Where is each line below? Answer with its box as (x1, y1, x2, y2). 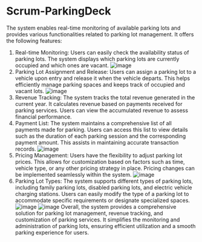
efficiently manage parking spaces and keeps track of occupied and (15, 80, 186, 88)
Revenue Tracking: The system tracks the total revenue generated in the (15, 94, 195, 101)
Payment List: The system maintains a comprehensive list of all (15, 119, 172, 126)
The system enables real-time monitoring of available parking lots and (6, 24, 181, 31)
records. (15, 145, 36, 152)
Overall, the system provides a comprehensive (60, 203, 177, 210)
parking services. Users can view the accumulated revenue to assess (15, 106, 189, 114)
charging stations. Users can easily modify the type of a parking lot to (15, 190, 189, 197)
